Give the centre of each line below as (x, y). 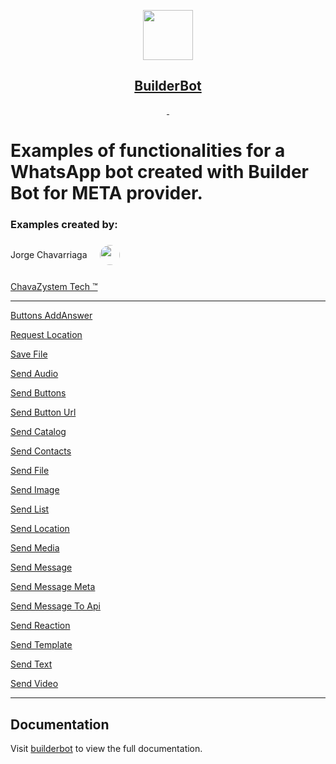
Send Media (35, 548)
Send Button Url (43, 412)
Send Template (41, 645)
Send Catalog (38, 432)
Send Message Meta (53, 587)
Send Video (34, 684)
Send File (30, 471)
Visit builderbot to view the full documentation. (106, 749)
